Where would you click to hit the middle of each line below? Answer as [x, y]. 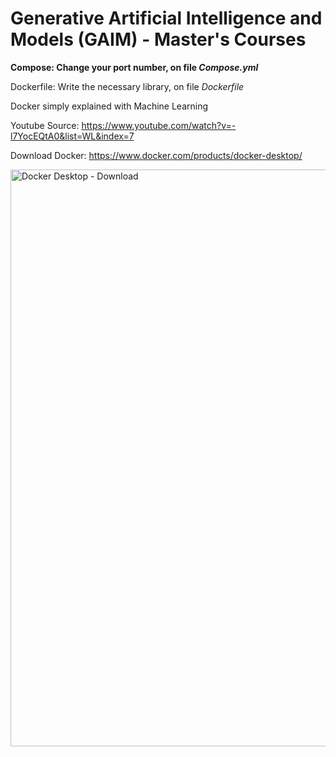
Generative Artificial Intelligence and [166, 18]
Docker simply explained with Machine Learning [109, 106]
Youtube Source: [45, 125]
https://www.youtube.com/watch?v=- [159, 125]
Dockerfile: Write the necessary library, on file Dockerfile [127, 86]
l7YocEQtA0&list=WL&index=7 [72, 136]
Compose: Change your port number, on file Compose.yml [134, 67]
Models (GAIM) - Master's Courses [158, 39]
